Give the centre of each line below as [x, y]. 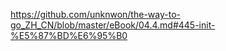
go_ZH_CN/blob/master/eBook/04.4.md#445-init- [113, 25]
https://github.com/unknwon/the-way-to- [95, 14]
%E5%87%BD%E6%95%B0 [69, 35]
